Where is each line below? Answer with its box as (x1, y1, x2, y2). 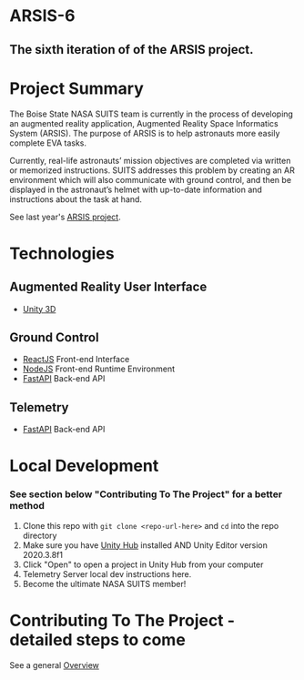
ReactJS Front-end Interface (22, 354, 130, 365)
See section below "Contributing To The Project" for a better (9, 488, 283, 501)
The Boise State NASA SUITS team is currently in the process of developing (9, 108, 294, 119)
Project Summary (9, 78, 144, 98)
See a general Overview (9, 659, 100, 670)
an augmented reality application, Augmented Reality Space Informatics (9, 117, 279, 128)
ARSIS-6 (9, 5, 76, 26)
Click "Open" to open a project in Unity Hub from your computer (22, 559, 264, 570)
